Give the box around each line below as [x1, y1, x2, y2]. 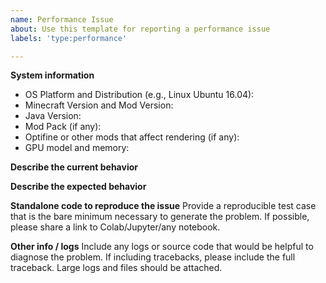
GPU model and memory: [24, 142, 130, 154]
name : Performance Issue [10, 14, 114, 25]
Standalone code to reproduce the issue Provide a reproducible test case [10, 200, 317, 212]
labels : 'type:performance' [10, 33, 128, 43]
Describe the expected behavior [10, 181, 147, 193]
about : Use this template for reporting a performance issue [10, 24, 271, 34]
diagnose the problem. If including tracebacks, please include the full [10, 251, 296, 263]
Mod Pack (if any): [24, 121, 102, 133]
